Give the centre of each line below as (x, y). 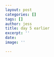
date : (11, 38)
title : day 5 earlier (27, 28)
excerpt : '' (17, 33)
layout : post (19, 10)
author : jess (19, 24)
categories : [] (21, 14)
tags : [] (14, 19)
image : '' (15, 42)
